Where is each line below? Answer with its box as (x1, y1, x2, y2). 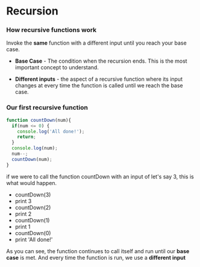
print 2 (14, 210, 32, 218)
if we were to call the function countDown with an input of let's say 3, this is (6, 173, 194, 180)
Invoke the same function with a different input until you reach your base (6, 39, 187, 46)
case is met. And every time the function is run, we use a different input (6, 254, 186, 261)
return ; (17, 134, 36, 140)
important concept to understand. (14, 64, 99, 71)
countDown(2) (14, 204, 51, 211)
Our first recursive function (6, 104, 89, 112)
